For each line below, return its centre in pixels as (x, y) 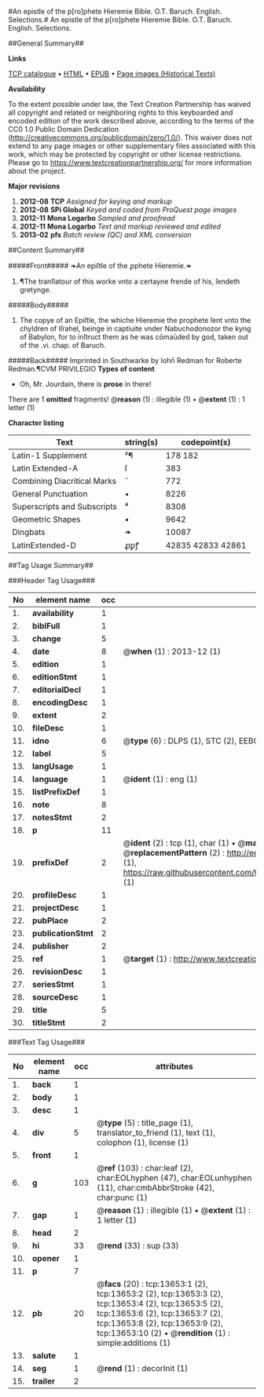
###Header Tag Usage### (52, 580)
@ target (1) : (147, 959)
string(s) (141, 442)
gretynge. (35, 290)
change (47, 638)
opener (46, 1258)
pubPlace (51, 920)
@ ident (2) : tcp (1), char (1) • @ (184, 843)
